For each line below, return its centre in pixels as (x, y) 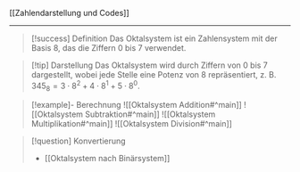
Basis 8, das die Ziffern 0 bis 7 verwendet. (108, 48)
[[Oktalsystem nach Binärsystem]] (107, 159)
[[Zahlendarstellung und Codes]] (69, 13)
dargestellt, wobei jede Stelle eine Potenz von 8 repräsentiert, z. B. (154, 74)
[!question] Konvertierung (79, 141)
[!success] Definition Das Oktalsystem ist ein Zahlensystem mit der (154, 38)
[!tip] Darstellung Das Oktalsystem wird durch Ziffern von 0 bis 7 (149, 65)
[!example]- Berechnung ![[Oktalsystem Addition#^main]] (137, 105)
